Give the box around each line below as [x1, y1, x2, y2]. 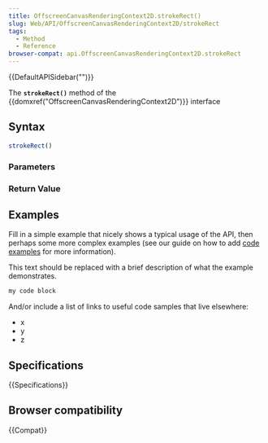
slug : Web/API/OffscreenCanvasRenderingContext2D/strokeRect [8, 20, 220, 28]
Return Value [8, 182, 61, 194]
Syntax [8, 120, 45, 134]
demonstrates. [8, 271, 57, 281]
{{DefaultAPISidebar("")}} [8, 72, 94, 81]
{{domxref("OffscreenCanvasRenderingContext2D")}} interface [8, 97, 221, 106]
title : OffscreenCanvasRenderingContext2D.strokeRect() [8, 11, 201, 20]
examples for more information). [8, 247, 116, 257]
